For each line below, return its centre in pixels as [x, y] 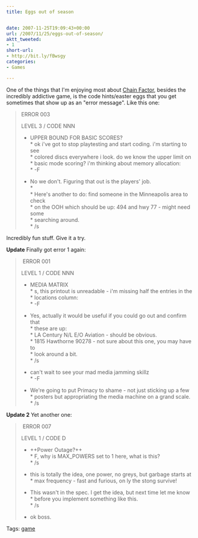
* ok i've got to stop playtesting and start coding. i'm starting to [108, 144]
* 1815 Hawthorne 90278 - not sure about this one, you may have [111, 341]
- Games [16, 67]
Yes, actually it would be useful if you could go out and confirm [108, 315]
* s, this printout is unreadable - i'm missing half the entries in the [111, 291]
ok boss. [41, 517]
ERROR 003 [36, 114]
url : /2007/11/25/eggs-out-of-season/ [55, 34]
